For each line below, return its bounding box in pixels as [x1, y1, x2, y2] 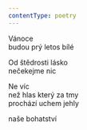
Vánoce [8, 33, 34, 43]
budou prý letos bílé [8, 41, 74, 52]
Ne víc [8, 81, 30, 91]
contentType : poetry [8, 11, 77, 20]
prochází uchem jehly [8, 98, 80, 108]
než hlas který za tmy [8, 89, 79, 100]
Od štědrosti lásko [8, 57, 68, 67]
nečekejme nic [8, 65, 57, 76]
